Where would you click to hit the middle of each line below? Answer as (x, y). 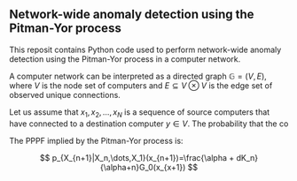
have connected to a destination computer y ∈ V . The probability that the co (149, 124)
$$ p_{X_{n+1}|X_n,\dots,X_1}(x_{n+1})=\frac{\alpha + (137, 157)
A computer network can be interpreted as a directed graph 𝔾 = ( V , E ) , (138, 76)
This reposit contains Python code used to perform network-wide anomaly (145, 49)
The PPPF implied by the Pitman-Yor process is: (96, 140)
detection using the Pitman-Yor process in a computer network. (125, 59)
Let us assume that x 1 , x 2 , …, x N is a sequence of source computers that (140, 113)
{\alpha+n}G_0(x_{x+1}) (143, 167)
